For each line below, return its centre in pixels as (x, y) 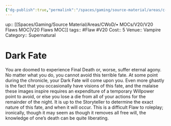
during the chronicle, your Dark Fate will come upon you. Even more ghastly (85, 80)
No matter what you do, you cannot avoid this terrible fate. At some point (82, 75)
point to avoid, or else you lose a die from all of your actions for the (76, 96)
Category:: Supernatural (31, 35)
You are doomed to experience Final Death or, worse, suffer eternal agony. (83, 69)
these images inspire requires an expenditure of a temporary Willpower (80, 91)
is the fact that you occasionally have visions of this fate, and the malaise (82, 86)
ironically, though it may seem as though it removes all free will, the (76, 112)
